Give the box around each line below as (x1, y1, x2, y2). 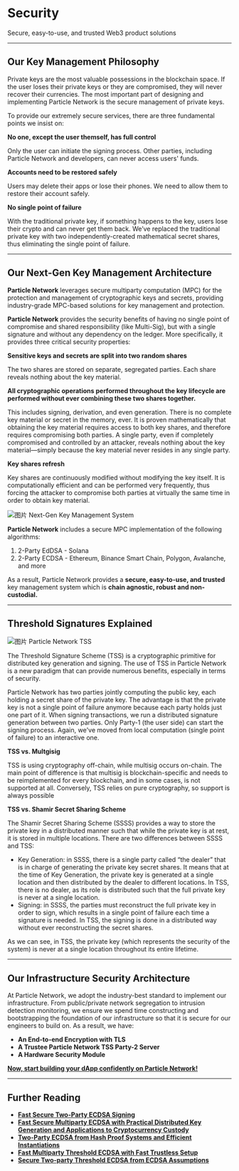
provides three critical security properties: (7, 337, 131, 346)
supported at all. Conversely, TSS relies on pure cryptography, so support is (7, 784, 230, 792)
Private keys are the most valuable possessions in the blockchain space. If (7, 75, 225, 83)
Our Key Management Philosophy (7, 56, 160, 68)
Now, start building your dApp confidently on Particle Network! (7, 1064, 198, 1073)
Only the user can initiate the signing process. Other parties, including (7, 146, 213, 155)
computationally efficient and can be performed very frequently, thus (7, 481, 210, 489)
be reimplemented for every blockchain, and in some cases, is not (7, 776, 201, 785)
